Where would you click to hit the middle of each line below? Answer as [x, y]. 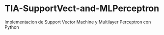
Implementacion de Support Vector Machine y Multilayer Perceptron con [78, 22]
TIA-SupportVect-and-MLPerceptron [82, 9]
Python [12, 27]
